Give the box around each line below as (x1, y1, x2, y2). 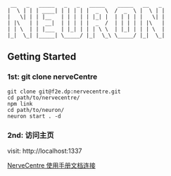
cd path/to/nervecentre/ (7, 94, 80, 101)
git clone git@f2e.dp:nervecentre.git (7, 88, 121, 95)
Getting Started (7, 51, 77, 63)
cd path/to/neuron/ (7, 106, 65, 113)
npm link (7, 100, 33, 107)
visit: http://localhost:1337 (7, 146, 82, 155)
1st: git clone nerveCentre (7, 72, 98, 82)
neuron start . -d (7, 113, 61, 120)
